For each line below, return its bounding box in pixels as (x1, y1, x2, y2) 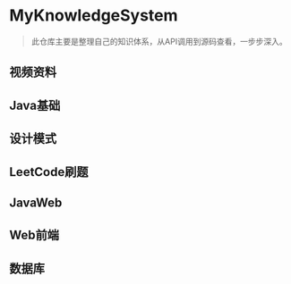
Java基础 (9, 97, 61, 113)
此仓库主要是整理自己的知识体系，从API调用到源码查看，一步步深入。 (30, 36, 288, 46)
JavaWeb (9, 195, 63, 210)
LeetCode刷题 (9, 164, 89, 180)
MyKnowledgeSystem (9, 5, 178, 26)
